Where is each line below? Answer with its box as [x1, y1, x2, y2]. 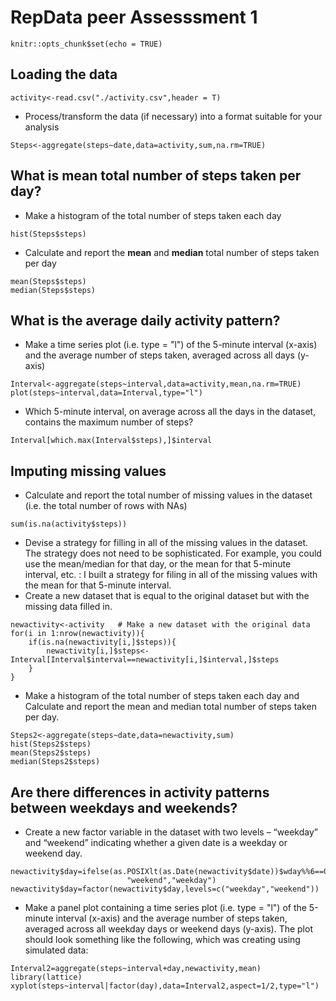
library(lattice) [10, 972, 83, 982]
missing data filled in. [24, 601, 113, 613]
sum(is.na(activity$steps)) [10, 519, 128, 530]
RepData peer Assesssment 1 [10, 6, 258, 29]
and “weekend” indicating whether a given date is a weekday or [24, 837, 288, 848]
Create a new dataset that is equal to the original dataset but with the [24, 590, 310, 602]
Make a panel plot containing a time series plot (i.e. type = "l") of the [24, 902, 307, 913]
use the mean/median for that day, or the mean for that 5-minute [24, 558, 292, 570]
